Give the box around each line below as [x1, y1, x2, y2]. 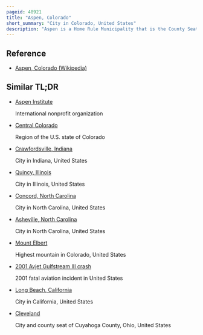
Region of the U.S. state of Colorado [14, 133, 106, 140]
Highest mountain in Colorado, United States [14, 251, 126, 258]
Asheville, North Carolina [14, 215, 77, 223]
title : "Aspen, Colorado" [6, 15, 71, 21]
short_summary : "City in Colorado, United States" [6, 20, 137, 26]
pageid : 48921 [6, 8, 42, 15]
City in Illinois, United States [14, 180, 85, 188]
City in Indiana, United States [14, 157, 88, 164]
